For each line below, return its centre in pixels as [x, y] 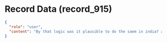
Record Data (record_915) [59, 9]
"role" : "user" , [26, 27]
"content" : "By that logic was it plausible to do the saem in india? [84, 31]
